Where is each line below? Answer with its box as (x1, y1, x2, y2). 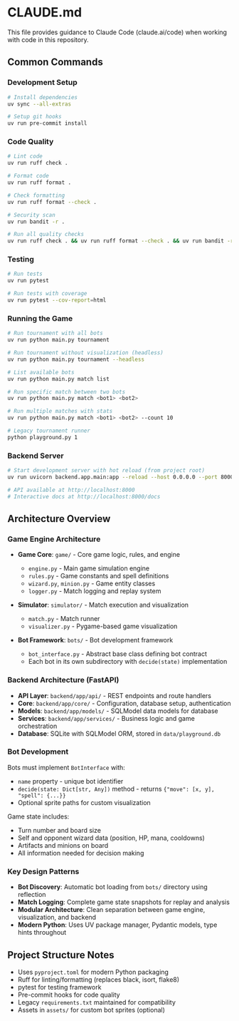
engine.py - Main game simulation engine (28, 564, 150, 573)
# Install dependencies (7, 93, 78, 101)
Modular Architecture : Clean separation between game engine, (17, 905, 206, 914)
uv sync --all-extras (7, 101, 72, 108)
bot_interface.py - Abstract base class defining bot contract (28, 650, 208, 658)
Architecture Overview (7, 513, 111, 525)
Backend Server (7, 451, 64, 461)
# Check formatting (7, 192, 65, 199)
